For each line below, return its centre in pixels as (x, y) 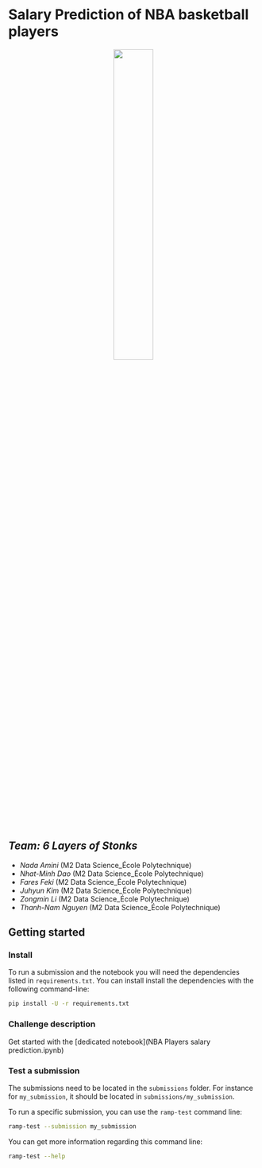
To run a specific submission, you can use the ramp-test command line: (125, 1112)
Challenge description (52, 1024)
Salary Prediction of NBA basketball (129, 15)
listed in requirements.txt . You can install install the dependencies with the (131, 981)
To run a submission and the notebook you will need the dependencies (124, 972)
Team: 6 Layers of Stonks (73, 846)
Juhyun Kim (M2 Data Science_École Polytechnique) (106, 890)
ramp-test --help (37, 1156)
